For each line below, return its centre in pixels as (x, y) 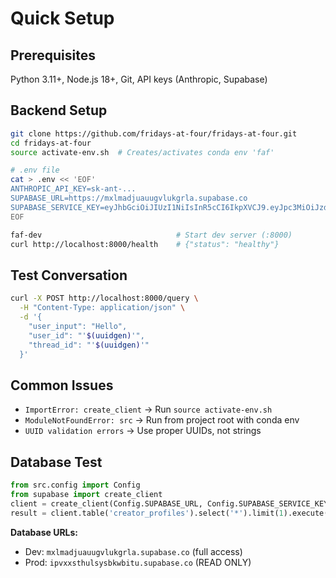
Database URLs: (44, 532)
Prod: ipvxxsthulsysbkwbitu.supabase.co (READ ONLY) (138, 562)
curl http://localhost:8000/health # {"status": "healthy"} (145, 244)
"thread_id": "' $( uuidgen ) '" (89, 345)
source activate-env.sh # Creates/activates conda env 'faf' (142, 152)
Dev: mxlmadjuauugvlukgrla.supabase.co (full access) (133, 551)
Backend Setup (59, 110)
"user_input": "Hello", (78, 326)
